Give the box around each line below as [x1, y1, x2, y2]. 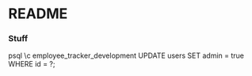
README [8, 5, 68, 23]
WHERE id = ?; [8, 59, 55, 69]
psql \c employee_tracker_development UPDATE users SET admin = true [8, 51, 244, 60]
